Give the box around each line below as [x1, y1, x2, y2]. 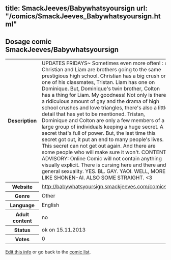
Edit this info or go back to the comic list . [5, 249, 91, 255]
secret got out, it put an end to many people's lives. [41, 136, 164, 143]
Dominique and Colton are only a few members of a [41, 117, 164, 124]
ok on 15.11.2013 [41, 226, 86, 233]
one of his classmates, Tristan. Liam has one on [41, 79, 155, 86]
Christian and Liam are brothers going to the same [41, 66, 161, 73]
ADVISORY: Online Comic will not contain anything [41, 155, 162, 162]
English [41, 201, 60, 208]
